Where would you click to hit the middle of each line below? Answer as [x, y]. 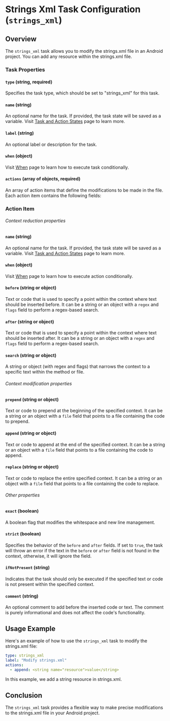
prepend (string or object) [32, 399]
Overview [21, 39]
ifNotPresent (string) [27, 568]
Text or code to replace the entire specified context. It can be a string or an [84, 478]
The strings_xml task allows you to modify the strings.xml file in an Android [84, 51]
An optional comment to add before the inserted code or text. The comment [84, 607]
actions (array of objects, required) [43, 179]
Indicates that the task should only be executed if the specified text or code [84, 579]
